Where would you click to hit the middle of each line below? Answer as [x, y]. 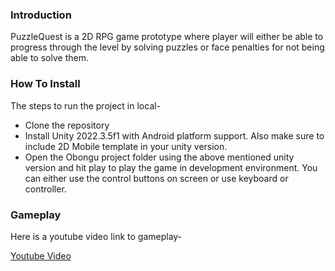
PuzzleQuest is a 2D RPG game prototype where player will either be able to [167, 37]
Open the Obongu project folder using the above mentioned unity [159, 157]
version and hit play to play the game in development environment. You [171, 167]
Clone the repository [67, 125]
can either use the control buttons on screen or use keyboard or [156, 178]
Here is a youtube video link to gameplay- [96, 236]
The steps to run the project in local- [86, 105]
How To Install [45, 84]
